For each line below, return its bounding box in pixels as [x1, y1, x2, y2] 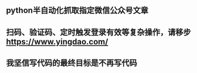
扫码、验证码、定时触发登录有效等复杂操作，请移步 [6, 27, 191, 37]
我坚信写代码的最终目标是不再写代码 [6, 58, 137, 68]
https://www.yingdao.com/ [6, 37, 108, 47]
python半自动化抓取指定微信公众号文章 [6, 5, 148, 16]
